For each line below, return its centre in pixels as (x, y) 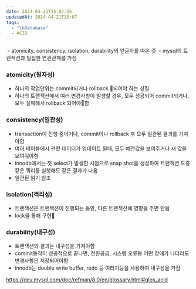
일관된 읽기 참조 (33, 178)
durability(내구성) (31, 232)
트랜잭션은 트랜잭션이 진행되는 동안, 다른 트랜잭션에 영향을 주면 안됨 (92, 208)
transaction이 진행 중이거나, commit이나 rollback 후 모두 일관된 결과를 (96, 134)
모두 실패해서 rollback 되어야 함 (52, 103)
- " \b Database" (30, 28)
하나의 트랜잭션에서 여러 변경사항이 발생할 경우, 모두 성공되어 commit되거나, (102, 96)
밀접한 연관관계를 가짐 (52, 58)
